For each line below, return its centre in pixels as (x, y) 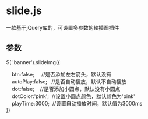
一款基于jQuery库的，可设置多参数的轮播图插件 (63, 27)
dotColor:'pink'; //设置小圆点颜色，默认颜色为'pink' (73, 96)
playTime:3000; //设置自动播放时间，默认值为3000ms (77, 103)
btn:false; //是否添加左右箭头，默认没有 (61, 74)
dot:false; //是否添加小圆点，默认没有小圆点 (66, 89)
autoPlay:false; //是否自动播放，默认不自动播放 (69, 81)
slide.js (24, 11)
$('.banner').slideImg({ (33, 62)
